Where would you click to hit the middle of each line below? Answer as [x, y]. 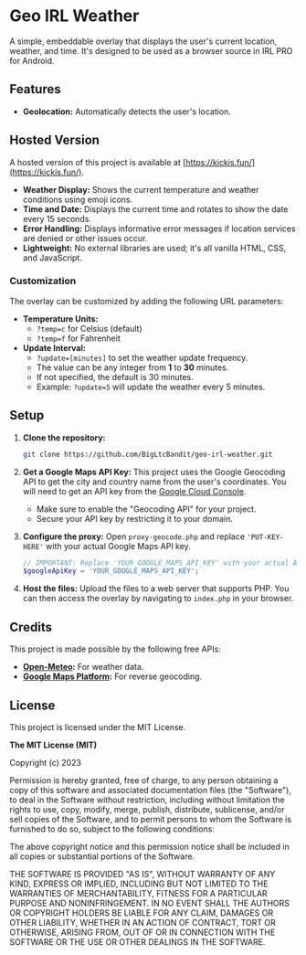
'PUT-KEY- [265, 537]
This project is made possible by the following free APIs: [115, 649]
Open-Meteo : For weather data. [83, 667]
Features [35, 89]
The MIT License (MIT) [53, 745]
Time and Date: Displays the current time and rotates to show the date [155, 209]
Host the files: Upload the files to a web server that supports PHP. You [156, 589]
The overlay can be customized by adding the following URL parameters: [147, 301]
